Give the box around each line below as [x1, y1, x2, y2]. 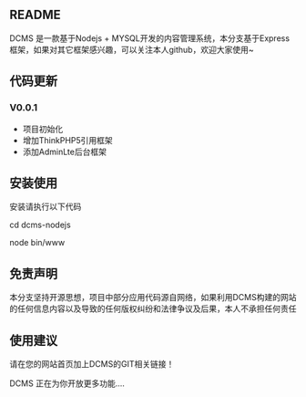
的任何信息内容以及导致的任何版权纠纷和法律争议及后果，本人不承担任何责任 [9, 303, 297, 314]
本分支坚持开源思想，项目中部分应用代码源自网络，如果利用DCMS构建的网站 [9, 292, 297, 303]
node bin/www [9, 237, 66, 248]
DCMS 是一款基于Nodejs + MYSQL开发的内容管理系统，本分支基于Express [9, 32, 290, 44]
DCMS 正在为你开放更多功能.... [9, 378, 126, 389]
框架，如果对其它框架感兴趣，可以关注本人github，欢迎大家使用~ [9, 44, 254, 55]
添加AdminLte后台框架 [22, 146, 107, 157]
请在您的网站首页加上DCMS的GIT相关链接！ [9, 358, 175, 369]
